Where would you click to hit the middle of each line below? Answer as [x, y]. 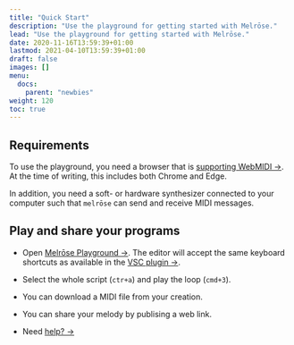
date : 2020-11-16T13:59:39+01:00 [71, 42]
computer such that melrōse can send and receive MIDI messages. [132, 203]
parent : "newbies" [59, 92]
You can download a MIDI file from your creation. [113, 297]
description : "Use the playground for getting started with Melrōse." [143, 26]
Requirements [49, 145]
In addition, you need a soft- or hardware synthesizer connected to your [142, 194]
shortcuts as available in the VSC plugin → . [101, 262]
